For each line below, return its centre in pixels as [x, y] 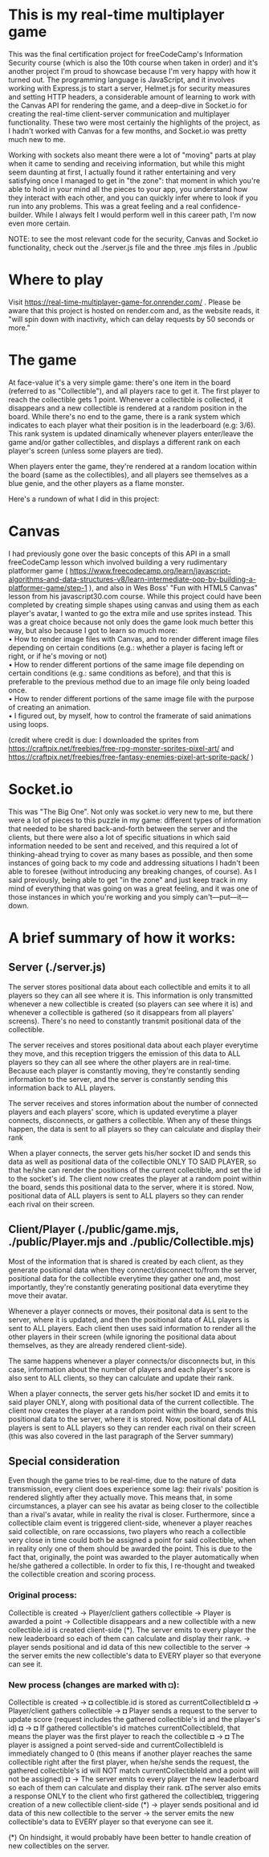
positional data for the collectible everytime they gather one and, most [124, 1278]
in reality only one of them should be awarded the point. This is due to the [130, 1549]
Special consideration [64, 1461]
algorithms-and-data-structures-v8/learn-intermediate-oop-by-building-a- [132, 579]
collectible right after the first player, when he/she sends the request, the [129, 1761]
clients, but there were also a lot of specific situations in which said [119, 837]
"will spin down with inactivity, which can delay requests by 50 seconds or [131, 319]
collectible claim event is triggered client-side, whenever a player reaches [130, 1523]
